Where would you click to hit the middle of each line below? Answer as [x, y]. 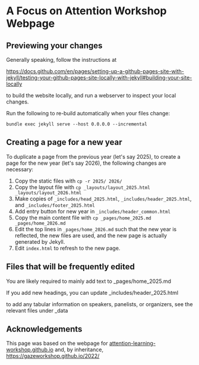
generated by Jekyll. [40, 241]
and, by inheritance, [79, 350]
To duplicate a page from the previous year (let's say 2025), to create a [93, 156]
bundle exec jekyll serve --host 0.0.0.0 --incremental [77, 124]
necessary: [20, 169]
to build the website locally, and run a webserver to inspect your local [91, 95]
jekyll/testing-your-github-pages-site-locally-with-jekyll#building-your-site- [99, 78]
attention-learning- [132, 344]
